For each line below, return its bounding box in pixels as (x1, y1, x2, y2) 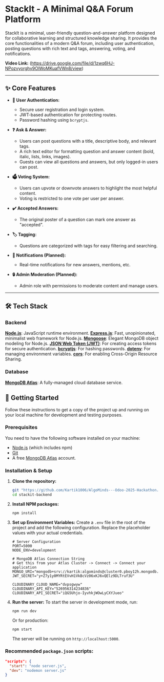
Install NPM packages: (12, 501, 59, 507)
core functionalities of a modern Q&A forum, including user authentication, (5, 40, 155, 46)
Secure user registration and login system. (19, 107, 105, 112)
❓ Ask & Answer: (12, 127, 47, 132)
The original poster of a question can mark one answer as (19, 216, 136, 222)
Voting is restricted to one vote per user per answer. (19, 195, 124, 201)
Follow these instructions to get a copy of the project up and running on (5, 406, 149, 412)
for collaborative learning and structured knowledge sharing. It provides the (5, 35, 157, 41)
